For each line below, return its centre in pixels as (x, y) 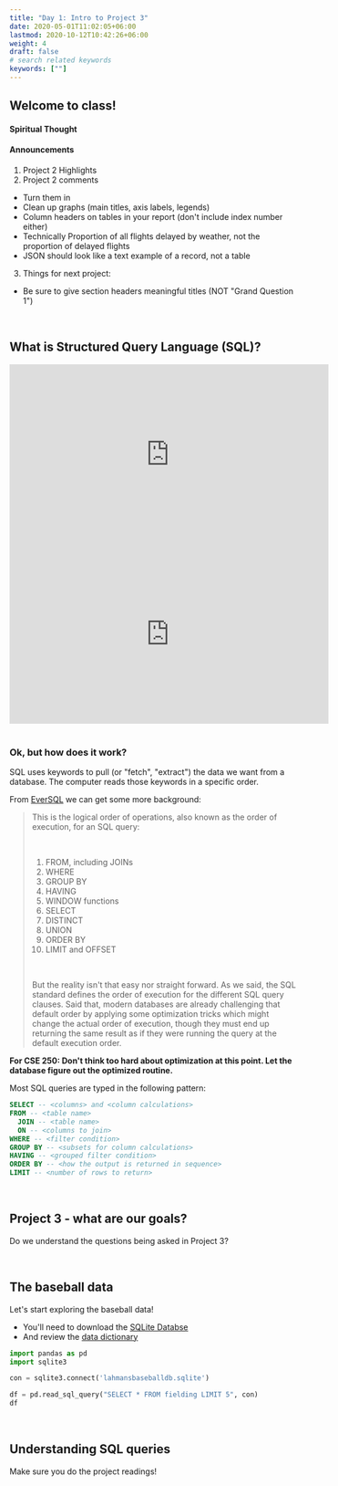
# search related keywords (61, 60)
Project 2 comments (60, 180)
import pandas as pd (49, 1353)
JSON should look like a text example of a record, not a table (136, 256)
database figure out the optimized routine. (91, 1071)
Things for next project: (67, 274)
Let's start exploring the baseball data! (82, 1309)
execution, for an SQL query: (86, 827)
